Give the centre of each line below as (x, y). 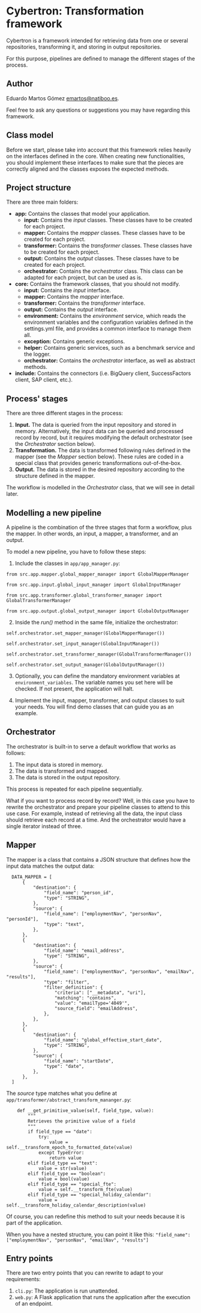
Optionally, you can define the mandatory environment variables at (97, 676)
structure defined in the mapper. (55, 476)
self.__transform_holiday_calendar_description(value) (76, 1205)
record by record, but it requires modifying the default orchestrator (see (104, 437)
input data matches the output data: (50, 866)
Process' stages (37, 399)
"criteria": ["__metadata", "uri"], (100, 993)
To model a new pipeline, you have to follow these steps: (76, 552)
